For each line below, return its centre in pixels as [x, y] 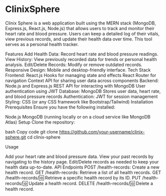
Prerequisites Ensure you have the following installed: [60, 107]
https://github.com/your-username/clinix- [102, 131]
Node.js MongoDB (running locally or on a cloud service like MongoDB [78, 116]
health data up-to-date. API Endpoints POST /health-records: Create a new [82, 167]
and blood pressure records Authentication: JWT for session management [81, 96]
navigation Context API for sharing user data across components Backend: [82, 80]
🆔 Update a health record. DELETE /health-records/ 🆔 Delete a [88, 183]
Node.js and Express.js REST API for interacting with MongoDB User [75, 85]
